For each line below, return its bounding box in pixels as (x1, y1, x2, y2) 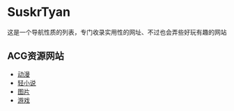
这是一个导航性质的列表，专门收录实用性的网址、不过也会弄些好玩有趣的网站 (7, 28, 227, 36)
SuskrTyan (7, 4, 71, 20)
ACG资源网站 (7, 50, 65, 62)
